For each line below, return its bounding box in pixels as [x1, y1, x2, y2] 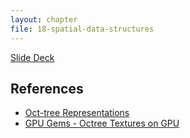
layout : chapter [10, 14, 78, 25]
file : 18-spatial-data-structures [10, 24, 155, 34]
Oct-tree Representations [24, 107, 130, 119]
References [10, 80, 84, 97]
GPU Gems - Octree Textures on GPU [24, 117, 180, 130]
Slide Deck [10, 51, 55, 63]
